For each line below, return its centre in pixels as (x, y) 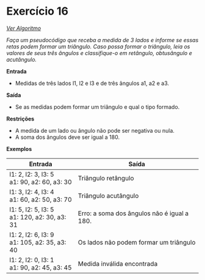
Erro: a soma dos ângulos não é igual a (133, 213)
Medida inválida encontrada (118, 263)
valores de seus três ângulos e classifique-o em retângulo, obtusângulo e (99, 53)
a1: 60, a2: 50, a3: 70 (41, 199)
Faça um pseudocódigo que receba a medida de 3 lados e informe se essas (103, 40)
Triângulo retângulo (106, 178)
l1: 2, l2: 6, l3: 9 (32, 235)
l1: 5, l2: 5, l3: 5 (32, 209)
